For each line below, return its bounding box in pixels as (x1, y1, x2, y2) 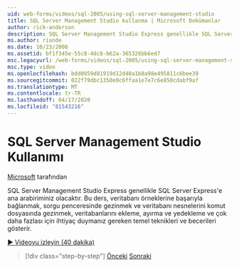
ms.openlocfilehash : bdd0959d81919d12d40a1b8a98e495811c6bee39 (7, 70, 199, 77)
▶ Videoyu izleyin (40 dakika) (7, 238, 95, 246)
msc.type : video (7, 63, 55, 70)
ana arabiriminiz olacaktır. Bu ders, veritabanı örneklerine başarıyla (7, 194, 203, 202)
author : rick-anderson (7, 23, 75, 31)
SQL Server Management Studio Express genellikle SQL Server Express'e (7, 186, 223, 194)
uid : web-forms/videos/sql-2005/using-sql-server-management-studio (7, 10, 215, 18)
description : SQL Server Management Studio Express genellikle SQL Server (7, 30, 234, 38)
